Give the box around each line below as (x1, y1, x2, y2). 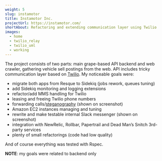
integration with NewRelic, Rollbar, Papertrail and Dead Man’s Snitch (12, 121, 148, 127)
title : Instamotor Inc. (5, 16, 53, 21)
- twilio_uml (9, 43, 36, 48)
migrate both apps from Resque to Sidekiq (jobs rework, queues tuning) (12, 80, 155, 86)
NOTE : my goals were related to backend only (5, 150, 97, 156)
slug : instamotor (5, 12, 40, 16)
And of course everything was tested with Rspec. (5, 141, 103, 147)
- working (9, 47, 29, 52)
